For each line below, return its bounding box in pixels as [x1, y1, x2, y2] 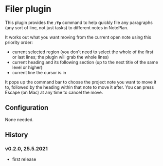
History [5, 131, 28, 139]
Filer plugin [5, 3, 52, 15]
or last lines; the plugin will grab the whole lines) [12, 54, 109, 60]
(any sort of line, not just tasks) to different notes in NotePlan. [5, 24, 128, 30]
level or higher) [12, 64, 43, 70]
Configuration [5, 104, 49, 112]
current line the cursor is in [12, 69, 67, 75]
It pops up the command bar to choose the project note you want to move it [5, 79, 157, 85]
